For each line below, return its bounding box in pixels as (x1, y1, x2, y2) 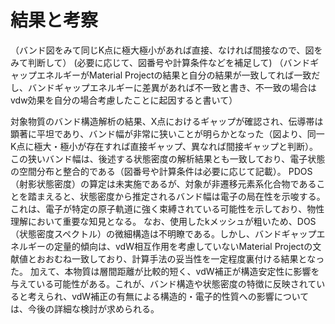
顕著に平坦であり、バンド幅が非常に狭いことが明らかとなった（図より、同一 (10, 127, 325, 140)
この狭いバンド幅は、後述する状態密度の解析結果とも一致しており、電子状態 (10, 152, 326, 165)
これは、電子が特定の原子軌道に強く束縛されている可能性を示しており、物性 (10, 202, 325, 215)
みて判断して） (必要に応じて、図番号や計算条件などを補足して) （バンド (10, 56, 311, 68)
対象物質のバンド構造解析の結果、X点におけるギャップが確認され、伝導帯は (10, 115, 324, 127)
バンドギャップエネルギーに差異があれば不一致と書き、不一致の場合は (27, 81, 317, 93)
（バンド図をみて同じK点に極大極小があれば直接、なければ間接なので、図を (10, 44, 323, 56)
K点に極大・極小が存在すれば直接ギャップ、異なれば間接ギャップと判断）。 (10, 140, 318, 152)
